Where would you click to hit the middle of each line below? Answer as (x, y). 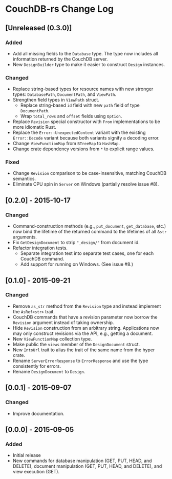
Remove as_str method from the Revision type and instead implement (87, 306)
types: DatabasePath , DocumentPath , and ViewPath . (64, 94)
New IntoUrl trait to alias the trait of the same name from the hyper (84, 350)
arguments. (25, 237)
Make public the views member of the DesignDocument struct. (76, 344)
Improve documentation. (39, 413)
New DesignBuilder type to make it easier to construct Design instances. (89, 64)
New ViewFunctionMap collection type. (52, 338)
